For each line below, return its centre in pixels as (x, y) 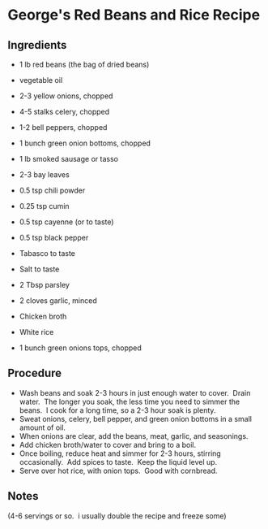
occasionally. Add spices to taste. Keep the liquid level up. (118, 462)
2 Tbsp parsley (45, 285)
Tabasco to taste (47, 253)
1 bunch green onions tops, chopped (81, 348)
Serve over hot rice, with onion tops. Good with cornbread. (118, 470)
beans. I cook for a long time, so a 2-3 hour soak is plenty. (117, 410)
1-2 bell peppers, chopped (63, 127)
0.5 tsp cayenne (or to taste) (66, 222)
